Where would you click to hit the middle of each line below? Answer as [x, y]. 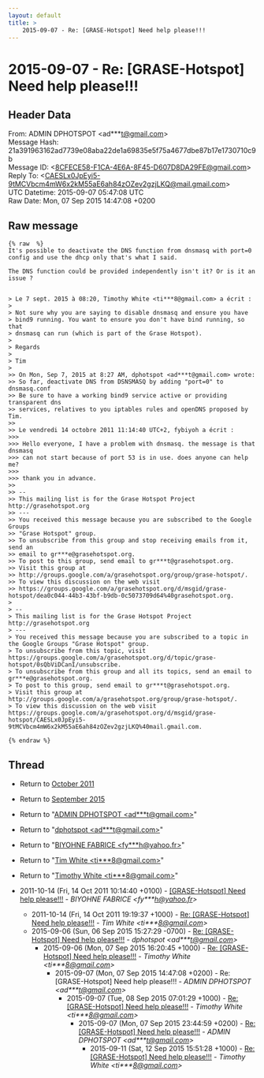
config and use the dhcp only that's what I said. [93, 258]
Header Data [40, 115]
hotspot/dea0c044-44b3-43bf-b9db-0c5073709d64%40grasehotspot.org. [121, 596]
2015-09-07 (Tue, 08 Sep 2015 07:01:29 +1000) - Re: [152, 998]
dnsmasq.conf [30, 389]
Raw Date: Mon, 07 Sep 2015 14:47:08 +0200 [82, 201]
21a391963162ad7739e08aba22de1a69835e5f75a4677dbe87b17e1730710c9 [132, 151]
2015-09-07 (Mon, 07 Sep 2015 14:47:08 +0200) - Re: [143, 973]
